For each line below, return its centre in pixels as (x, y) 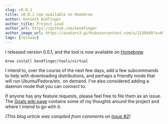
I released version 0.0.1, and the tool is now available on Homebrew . (75, 52)
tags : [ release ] (22, 38)
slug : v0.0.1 (19, 10)
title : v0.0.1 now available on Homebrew (49, 14)
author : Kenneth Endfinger (33, 19)
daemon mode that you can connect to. (46, 86)
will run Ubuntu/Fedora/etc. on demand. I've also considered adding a (77, 81)
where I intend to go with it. (33, 106)
